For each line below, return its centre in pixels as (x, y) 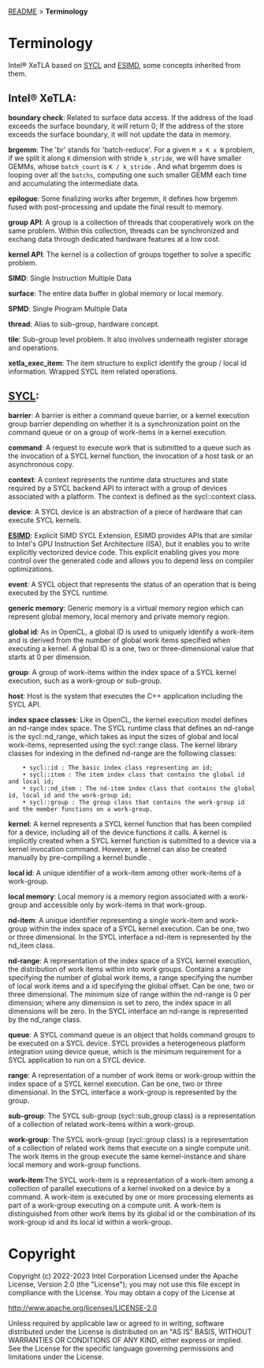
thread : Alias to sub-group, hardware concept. (84, 324)
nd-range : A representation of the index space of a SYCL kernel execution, (130, 960)
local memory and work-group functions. (75, 1164)
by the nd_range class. (45, 1019)
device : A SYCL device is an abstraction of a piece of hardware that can (125, 511)
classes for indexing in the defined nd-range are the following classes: (123, 753)
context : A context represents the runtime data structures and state (118, 479)
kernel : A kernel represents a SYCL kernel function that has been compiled (130, 823)
